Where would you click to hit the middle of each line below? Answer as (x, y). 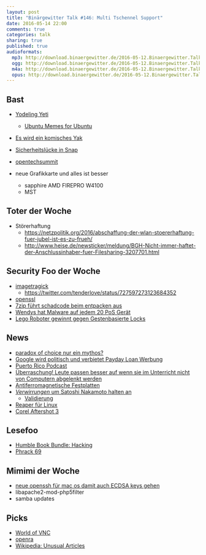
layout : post (23, 12)
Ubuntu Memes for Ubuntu (58, 126)
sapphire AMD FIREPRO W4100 (64, 186)
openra (24, 539)
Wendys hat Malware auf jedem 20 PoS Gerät (73, 312)
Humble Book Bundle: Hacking (54, 445)
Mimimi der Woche (43, 471)
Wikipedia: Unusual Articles (50, 545)
